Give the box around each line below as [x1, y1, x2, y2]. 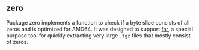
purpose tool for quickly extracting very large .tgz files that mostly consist [6, 31, 191, 39]
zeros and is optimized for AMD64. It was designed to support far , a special [6, 25, 194, 33]
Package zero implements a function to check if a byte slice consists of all [6, 19, 190, 26]
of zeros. [6, 38, 29, 45]
